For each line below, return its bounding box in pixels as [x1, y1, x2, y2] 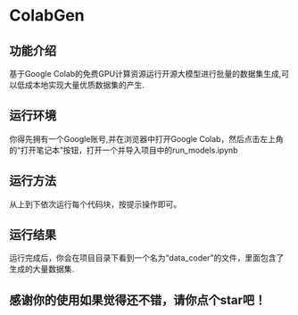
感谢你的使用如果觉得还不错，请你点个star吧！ [9, 292, 267, 308]
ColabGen [9, 5, 85, 26]
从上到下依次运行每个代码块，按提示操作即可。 [9, 198, 181, 210]
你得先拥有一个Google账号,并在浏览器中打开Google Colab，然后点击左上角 [9, 133, 284, 144]
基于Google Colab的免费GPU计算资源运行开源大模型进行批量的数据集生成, [9, 69, 282, 79]
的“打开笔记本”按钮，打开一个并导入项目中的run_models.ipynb [9, 145, 238, 155]
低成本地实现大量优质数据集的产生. [16, 79, 145, 90]
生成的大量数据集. [9, 264, 75, 275]
